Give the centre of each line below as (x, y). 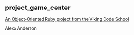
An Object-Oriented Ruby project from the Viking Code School (67, 19)
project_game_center (38, 8)
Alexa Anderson (21, 28)
